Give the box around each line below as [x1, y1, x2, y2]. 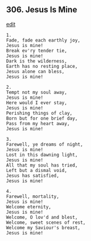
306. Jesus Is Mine [6, 5, 77, 15]
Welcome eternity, [6, 204, 51, 210]
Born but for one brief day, [6, 115, 78, 121]
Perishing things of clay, [6, 110, 73, 116]
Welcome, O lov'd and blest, [6, 214, 78, 220]
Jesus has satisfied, [6, 173, 60, 179]
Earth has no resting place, [6, 63, 78, 69]
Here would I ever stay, [6, 99, 67, 106]
